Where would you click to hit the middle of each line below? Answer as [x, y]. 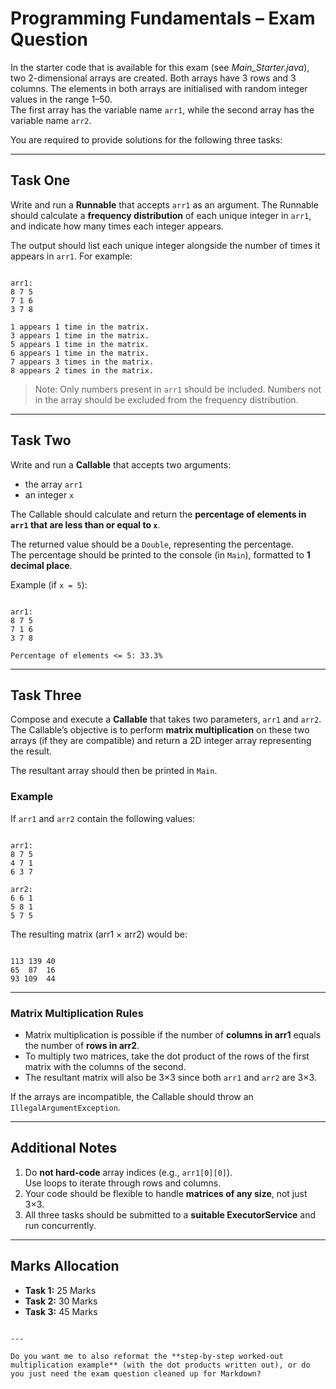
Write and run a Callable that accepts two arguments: [121, 464]
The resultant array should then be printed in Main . [114, 771]
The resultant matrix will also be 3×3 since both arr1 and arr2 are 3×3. [170, 1077]
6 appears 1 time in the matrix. [80, 353]
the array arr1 [53, 484]
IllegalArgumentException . [65, 1107]
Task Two [41, 440]
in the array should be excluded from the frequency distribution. [166, 399]
